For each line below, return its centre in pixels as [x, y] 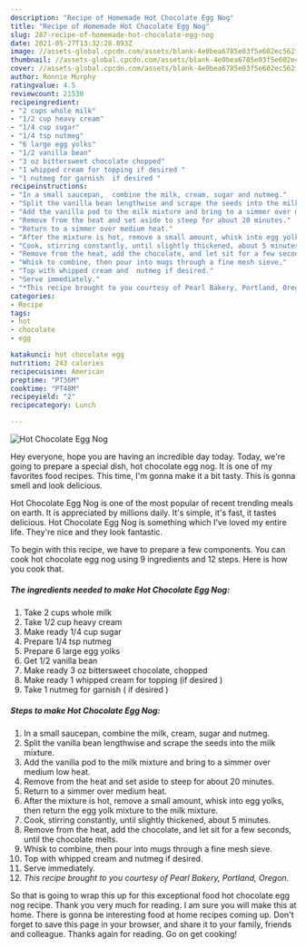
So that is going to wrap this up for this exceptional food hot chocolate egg [150, 895]
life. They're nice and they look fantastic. [86, 532]
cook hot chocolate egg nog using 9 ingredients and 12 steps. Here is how [149, 559]
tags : [20, 313]
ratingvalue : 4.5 [43, 85]
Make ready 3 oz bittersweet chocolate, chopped [115, 670]
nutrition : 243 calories [57, 363]
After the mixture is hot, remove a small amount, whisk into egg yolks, [153, 800]
